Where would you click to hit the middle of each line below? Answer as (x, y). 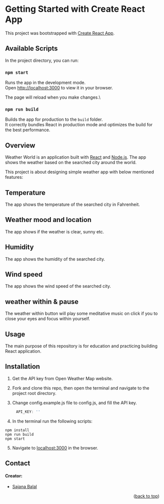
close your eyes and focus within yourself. (48, 319)
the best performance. (28, 130)
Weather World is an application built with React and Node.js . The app (76, 157)
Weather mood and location (48, 220)
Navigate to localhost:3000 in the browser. (55, 448)
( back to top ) (146, 496)
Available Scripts (31, 48)
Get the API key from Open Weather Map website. (62, 378)
